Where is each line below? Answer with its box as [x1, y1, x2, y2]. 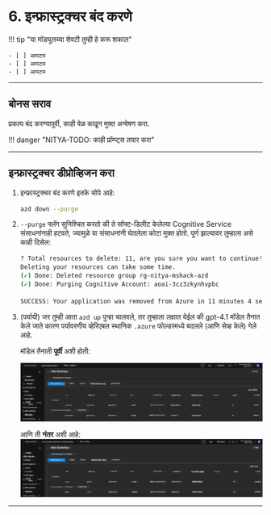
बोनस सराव [8, 97, 52, 111]
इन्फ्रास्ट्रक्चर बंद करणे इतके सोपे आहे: [19, 187, 115, 197]
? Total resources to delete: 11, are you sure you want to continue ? [19, 254, 263, 263]
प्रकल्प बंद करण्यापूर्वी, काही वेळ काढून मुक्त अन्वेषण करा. [8, 119, 150, 128]
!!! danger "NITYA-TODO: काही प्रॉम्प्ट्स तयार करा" [8, 135, 155, 144]
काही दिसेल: [19, 237, 52, 247]
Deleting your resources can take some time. [19, 263, 176, 271]
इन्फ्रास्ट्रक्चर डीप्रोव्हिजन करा [8, 166, 115, 180]
